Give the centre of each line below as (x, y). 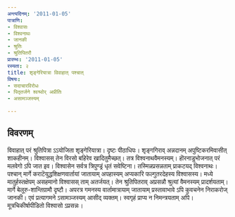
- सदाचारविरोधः (23, 86)
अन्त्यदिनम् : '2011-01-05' (39, 14)
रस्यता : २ (18, 66)
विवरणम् (20, 133)
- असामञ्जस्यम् (23, 99)
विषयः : (14, 79)
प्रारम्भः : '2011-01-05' (35, 60)
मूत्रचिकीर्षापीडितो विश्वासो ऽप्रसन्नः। (45, 205)
